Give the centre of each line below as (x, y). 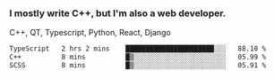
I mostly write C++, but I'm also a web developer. (118, 13)
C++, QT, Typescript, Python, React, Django (90, 33)
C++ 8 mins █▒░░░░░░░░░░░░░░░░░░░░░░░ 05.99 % (138, 57)
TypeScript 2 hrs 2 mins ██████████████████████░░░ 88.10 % (138, 49)
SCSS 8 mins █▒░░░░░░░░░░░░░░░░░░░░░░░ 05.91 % (138, 66)
